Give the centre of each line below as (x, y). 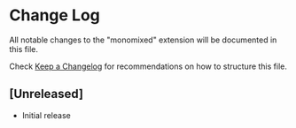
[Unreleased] (47, 94)
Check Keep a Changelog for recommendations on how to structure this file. (148, 66)
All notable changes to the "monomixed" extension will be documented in (143, 40)
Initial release (46, 115)
